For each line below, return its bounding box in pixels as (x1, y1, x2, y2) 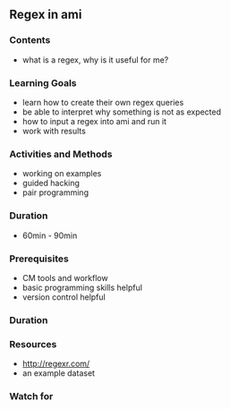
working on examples (21, 168, 102, 179)
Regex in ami (9, 7, 82, 22)
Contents (9, 34, 51, 47)
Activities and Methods (9, 148, 113, 160)
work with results (21, 125, 87, 136)
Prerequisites (9, 252, 69, 265)
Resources (9, 337, 57, 350)
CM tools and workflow (21, 272, 109, 283)
